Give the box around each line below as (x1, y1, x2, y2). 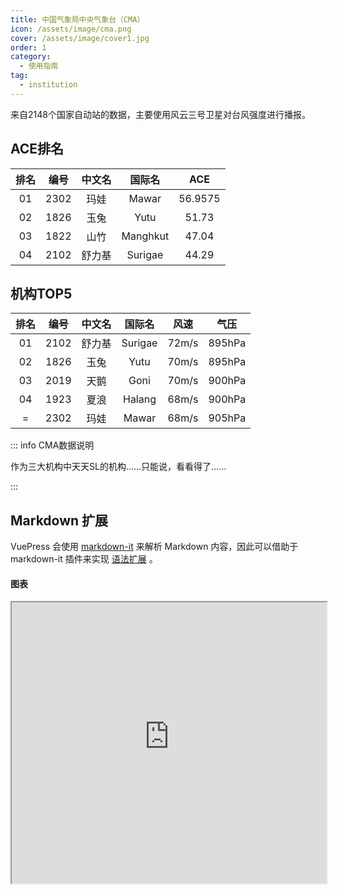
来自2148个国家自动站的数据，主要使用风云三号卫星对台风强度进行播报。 (10, 108, 311, 120)
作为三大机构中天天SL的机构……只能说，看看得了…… (10, 461, 227, 473)
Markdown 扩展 (10, 512, 109, 529)
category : (10, 52, 52, 62)
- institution (19, 80, 78, 90)
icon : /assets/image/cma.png (10, 24, 132, 34)
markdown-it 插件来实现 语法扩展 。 (10, 553, 158, 565)
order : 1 (10, 42, 47, 53)
